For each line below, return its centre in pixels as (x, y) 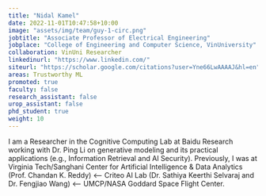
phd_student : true (38, 112)
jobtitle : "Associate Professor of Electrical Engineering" (110, 38)
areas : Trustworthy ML (46, 75)
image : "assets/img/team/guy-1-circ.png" (78, 30)
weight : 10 (26, 119)
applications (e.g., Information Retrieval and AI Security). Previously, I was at (133, 158)
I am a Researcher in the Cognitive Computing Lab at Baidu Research (121, 141)
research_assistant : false (53, 97)
